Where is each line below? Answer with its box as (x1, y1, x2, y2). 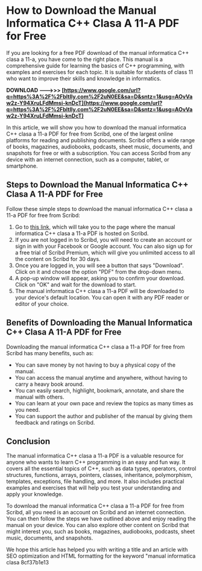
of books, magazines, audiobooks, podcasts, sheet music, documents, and (6, 143, 193, 150)
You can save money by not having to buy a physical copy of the (14, 361, 176, 368)
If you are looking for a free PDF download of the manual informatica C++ (6, 49, 189, 56)
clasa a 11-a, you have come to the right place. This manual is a (6, 55, 163, 63)
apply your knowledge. (6, 491, 63, 498)
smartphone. (6, 162, 38, 169)
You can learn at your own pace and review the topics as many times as (14, 399, 194, 407)
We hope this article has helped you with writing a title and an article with (6, 546, 188, 554)
